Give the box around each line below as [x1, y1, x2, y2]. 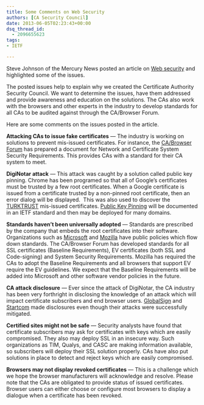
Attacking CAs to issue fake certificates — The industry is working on [6, 132, 185, 140]
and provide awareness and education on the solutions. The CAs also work [6, 95, 195, 103]
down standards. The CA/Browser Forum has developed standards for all [6, 240, 189, 247]
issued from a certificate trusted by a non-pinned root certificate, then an [6, 189, 191, 196]
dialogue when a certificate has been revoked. [6, 392, 123, 399]
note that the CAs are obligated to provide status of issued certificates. [6, 378, 185, 386]
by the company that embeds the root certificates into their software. [6, 227, 180, 234]
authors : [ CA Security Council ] [6, 15, 88, 21]
